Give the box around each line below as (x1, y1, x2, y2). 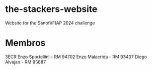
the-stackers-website (5, 3, 98, 15)
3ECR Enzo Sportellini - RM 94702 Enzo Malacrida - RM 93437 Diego (5, 54, 148, 60)
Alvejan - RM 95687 (5, 59, 46, 65)
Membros (5, 37, 46, 49)
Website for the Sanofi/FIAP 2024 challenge (5, 20, 95, 26)
